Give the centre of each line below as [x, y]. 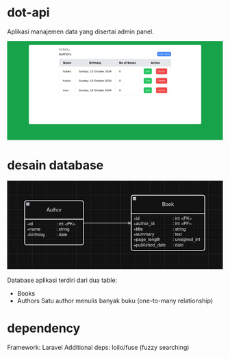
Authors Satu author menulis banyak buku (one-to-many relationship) [115, 301]
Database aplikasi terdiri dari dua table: [62, 280]
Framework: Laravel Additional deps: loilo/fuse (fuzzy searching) [98, 347]
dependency [44, 328]
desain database [55, 165]
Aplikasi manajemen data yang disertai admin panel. [80, 31]
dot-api [28, 13]
